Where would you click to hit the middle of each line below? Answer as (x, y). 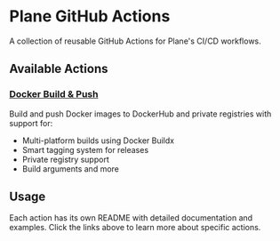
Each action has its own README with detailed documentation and (131, 218)
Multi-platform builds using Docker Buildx (98, 141)
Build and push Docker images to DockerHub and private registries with (140, 114)
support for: (31, 123)
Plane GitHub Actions (90, 16)
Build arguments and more (71, 169)
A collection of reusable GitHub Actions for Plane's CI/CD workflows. (136, 41)
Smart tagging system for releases (85, 149)
